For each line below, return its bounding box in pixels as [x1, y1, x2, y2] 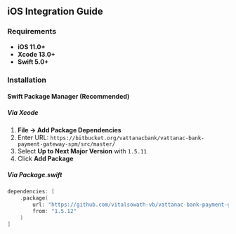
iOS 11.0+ [17, 42, 46, 51]
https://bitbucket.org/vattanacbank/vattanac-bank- [50, 135, 205, 142]
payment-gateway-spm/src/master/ [17, 141, 116, 148]
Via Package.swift [7, 170, 63, 179]
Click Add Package [17, 154, 74, 163]
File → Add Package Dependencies [17, 126, 122, 135]
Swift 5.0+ [17, 57, 49, 66]
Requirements [7, 27, 57, 36]
